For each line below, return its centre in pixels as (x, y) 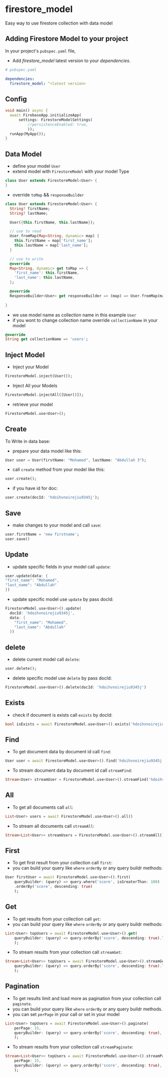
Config (16, 99)
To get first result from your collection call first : (62, 863)
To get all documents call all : (43, 807)
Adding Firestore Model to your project (67, 39)
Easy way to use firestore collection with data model (59, 23)
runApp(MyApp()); (28, 134)
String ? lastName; (29, 213)
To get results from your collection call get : (57, 919)
